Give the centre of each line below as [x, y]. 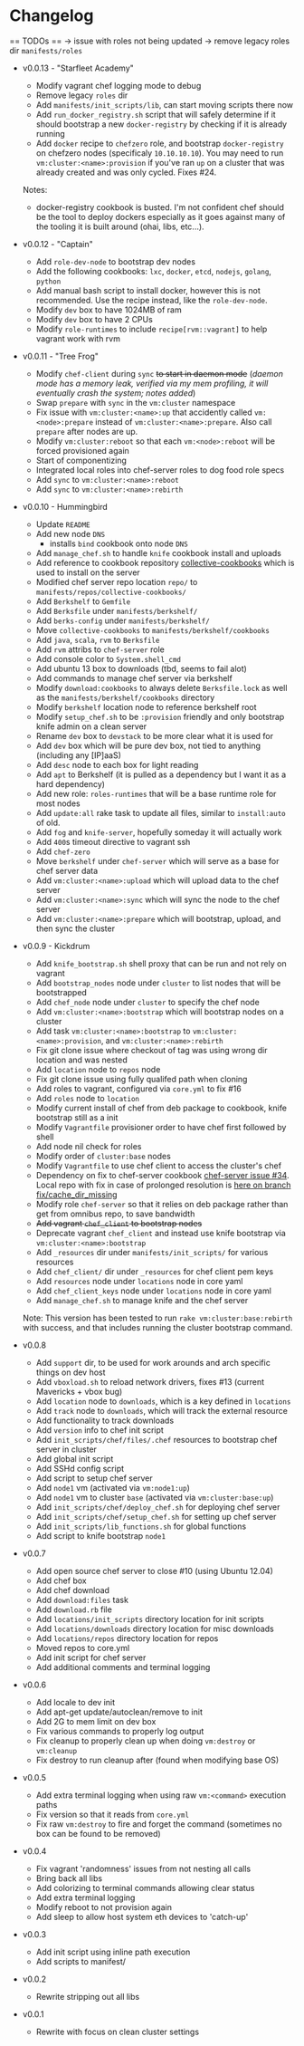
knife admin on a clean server [91, 726]
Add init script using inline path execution [113, 1952]
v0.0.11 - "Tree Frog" [61, 356]
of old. [48, 822]
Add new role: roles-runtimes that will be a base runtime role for [156, 793]
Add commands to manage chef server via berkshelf [134, 678]
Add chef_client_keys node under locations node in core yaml [153, 1291]
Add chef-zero [63, 851]
